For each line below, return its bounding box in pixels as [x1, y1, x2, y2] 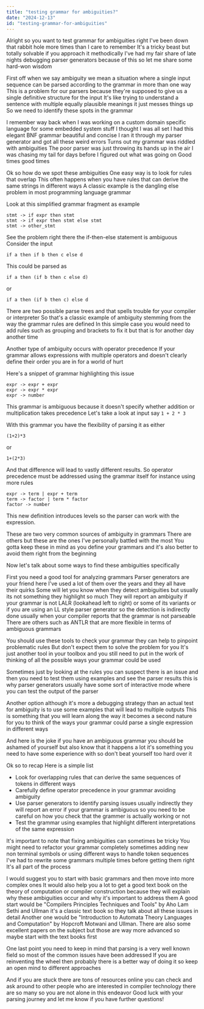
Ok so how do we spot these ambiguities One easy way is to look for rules [6, 169, 192, 177]
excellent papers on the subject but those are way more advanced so [6, 927, 180, 934]
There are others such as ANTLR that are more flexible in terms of [6, 619, 172, 626]
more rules [6, 479, 33, 487]
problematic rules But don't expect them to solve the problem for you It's [6, 644, 189, 651]
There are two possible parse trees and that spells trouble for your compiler [6, 308, 196, 315]
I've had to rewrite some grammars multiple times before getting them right [6, 857, 195, 864]
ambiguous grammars [6, 625, 62, 633]
